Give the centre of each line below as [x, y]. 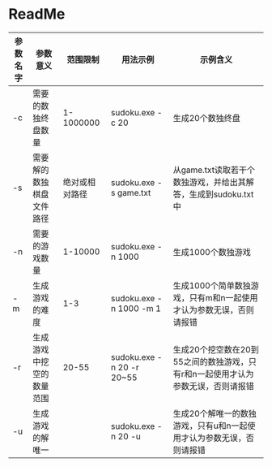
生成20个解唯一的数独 [215, 413]
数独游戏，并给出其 [210, 182]
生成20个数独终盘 [206, 118]
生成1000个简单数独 [212, 285]
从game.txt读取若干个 [214, 170]
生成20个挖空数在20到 [216, 349]
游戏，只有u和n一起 [210, 426]
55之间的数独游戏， [210, 361]
